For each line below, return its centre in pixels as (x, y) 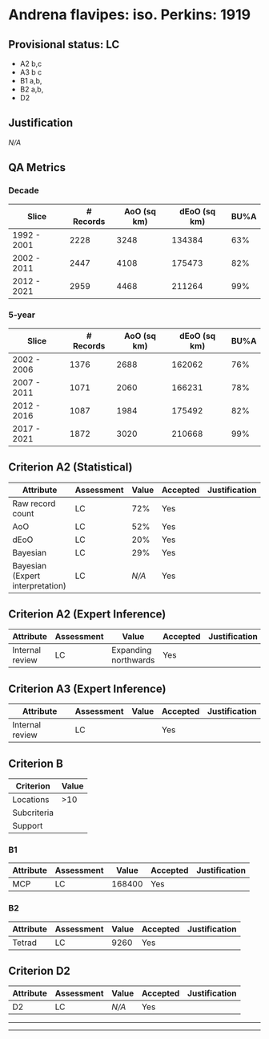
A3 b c (31, 72)
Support (28, 826)
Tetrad (25, 943)
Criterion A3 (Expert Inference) (87, 689)
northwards (133, 660)
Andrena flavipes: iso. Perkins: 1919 (130, 15)
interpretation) (39, 585)
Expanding (132, 650)
